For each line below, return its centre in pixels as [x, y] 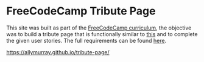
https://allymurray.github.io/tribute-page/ [58, 52]
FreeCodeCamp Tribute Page [81, 11]
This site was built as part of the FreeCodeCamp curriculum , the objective [99, 28]
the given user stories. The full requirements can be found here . [86, 40]
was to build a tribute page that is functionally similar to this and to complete [102, 34]
